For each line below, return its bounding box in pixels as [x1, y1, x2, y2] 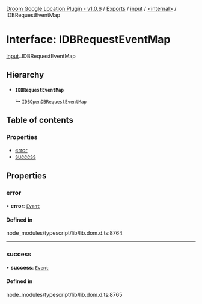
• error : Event [6, 202, 40, 209]
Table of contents [6, 115, 73, 125]
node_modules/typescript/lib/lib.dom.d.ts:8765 [6, 291, 123, 298]
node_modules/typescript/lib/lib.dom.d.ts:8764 [6, 229, 123, 237]
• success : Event [6, 264, 49, 271]
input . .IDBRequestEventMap [6, 52, 76, 60]
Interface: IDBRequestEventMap [6, 33, 171, 46]
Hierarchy [6, 70, 44, 80]
